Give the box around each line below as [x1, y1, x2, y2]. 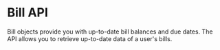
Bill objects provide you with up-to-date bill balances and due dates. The [7, 27, 213, 36]
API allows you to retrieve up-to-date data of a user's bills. [7, 34, 173, 42]
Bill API [7, 5, 48, 21]
